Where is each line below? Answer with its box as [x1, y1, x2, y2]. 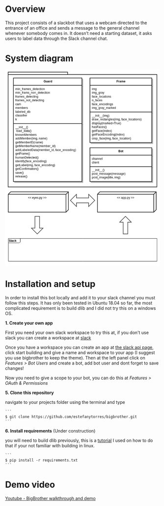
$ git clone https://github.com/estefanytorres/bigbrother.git [5, 414, 137, 419]
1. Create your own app [5, 320, 53, 326]
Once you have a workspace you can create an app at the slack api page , [5, 344, 154, 350]
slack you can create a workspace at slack [5, 334, 91, 341]
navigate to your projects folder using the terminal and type [5, 399, 125, 405]
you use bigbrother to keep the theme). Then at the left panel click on [5, 355, 146, 361]
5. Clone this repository [5, 390, 54, 396]
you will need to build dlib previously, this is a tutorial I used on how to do [5, 437, 153, 443]
